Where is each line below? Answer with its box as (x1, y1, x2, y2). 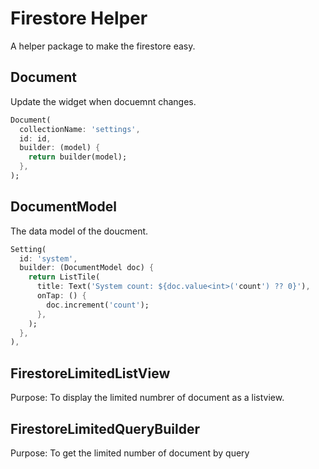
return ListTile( (28, 272, 101, 282)
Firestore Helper (10, 7, 148, 30)
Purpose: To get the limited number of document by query (10, 447, 250, 459)
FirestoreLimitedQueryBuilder (10, 420, 201, 437)
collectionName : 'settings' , (19, 124, 141, 134)
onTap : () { (36, 291, 87, 301)
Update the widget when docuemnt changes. (10, 95, 197, 107)
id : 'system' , (19, 253, 78, 264)
